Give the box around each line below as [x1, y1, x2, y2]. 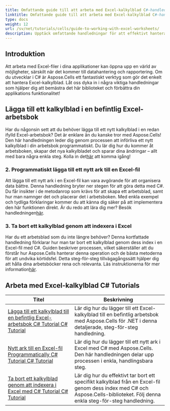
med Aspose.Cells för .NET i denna [74, 318, 157, 325]
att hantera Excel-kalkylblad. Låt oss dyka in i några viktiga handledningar [5, 79, 159, 85]
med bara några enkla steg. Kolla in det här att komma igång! [5, 153, 131, 159]
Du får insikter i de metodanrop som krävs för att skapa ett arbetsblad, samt [5, 188, 163, 194]
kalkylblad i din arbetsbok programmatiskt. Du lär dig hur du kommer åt [5, 143, 153, 149]
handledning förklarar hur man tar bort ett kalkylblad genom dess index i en [5, 239, 163, 246]
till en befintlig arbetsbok [99, 311, 159, 318]
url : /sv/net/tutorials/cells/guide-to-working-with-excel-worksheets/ [5, 26, 159, 31]
